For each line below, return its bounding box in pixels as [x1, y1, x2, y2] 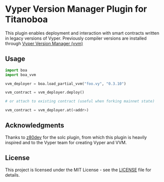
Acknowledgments [5, 121, 65, 130]
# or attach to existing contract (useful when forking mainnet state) [5, 99, 155, 104]
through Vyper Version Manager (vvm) [5, 40, 83, 46]
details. [5, 172, 20, 178]
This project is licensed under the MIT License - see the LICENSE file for [5, 167, 151, 173]
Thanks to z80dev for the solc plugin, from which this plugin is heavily [5, 134, 147, 140]
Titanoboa [5, 14, 48, 25]
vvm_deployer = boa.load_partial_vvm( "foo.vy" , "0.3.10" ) [5, 81, 126, 86]
